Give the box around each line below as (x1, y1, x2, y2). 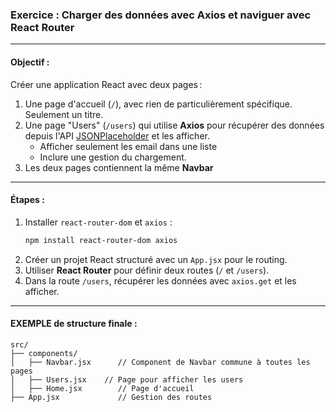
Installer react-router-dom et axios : (24, 216, 173, 228)
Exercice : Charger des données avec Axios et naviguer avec (10, 8, 312, 22)
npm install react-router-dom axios (24, 235, 178, 245)
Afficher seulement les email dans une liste (39, 140, 218, 152)
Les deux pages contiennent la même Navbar (24, 161, 214, 173)
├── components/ (10, 348, 78, 358)
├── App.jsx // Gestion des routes (10, 392, 213, 402)
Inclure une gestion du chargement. (39, 151, 187, 163)
